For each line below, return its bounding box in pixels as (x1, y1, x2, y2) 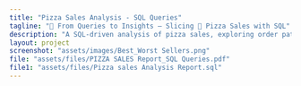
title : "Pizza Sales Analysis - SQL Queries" (9, 13, 182, 22)
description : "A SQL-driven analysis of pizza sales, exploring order (9, 30, 279, 39)
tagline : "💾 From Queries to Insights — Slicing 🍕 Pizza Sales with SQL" (9, 21, 291, 30)
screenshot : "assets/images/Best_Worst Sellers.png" (9, 47, 211, 56)
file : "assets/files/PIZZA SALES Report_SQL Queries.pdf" (9, 55, 230, 64)
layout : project (9, 38, 70, 47)
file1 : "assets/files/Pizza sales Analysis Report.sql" (9, 64, 222, 73)
